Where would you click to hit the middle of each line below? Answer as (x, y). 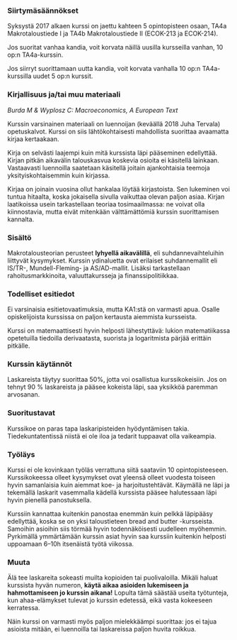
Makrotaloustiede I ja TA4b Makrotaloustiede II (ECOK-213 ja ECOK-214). (113, 33)
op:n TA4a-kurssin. (35, 55)
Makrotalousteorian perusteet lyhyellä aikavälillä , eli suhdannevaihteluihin (116, 253)
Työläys (21, 454)
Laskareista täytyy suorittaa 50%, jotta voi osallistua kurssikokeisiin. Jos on (117, 380)
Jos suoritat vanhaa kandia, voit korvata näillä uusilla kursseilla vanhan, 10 (115, 48)
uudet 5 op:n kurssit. (63, 76)
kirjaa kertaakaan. (33, 139)
